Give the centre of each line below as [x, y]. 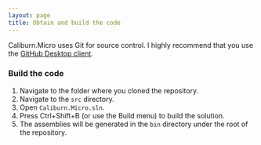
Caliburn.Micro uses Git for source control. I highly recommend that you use [130, 45]
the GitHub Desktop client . [51, 53]
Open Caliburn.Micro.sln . [62, 107]
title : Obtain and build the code [65, 23]
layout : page [29, 15]
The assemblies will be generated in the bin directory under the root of [134, 124]
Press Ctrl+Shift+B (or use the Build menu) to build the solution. [122, 115]
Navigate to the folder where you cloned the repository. [109, 90]
